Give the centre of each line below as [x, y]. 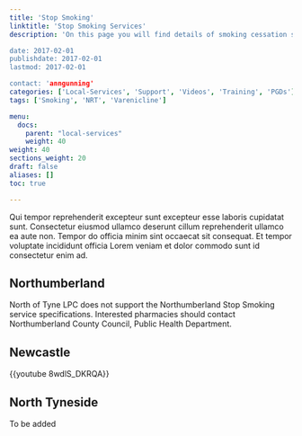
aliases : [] [31, 175]
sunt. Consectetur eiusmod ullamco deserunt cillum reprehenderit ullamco [147, 227]
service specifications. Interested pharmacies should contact [123, 315]
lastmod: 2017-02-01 [48, 67]
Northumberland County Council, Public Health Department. [120, 324]
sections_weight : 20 [48, 158]
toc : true [28, 183]
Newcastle [40, 352]
